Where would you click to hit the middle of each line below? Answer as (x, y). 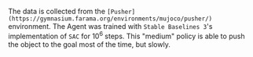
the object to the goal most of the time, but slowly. (89, 44)
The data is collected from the (57, 11)
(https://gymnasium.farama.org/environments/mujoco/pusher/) (110, 19)
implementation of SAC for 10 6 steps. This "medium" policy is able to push (126, 36)
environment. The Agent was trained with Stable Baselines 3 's (110, 26)
